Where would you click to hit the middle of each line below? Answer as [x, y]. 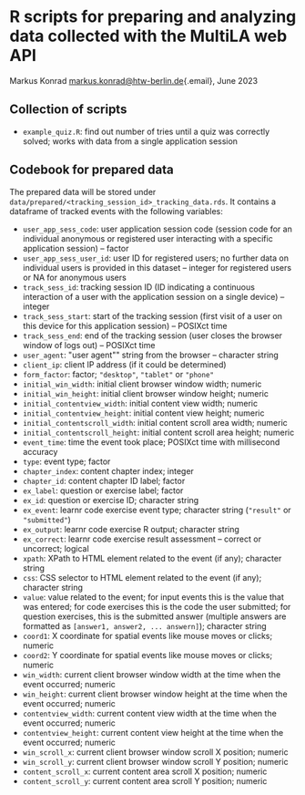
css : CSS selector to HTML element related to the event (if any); [142, 577]
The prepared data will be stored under [83, 191]
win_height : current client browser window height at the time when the [155, 694]
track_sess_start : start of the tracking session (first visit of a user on [152, 315]
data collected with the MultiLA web [148, 36]
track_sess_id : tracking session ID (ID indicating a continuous [138, 287]
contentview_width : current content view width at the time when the [150, 713]
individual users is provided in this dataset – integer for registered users [157, 267]
